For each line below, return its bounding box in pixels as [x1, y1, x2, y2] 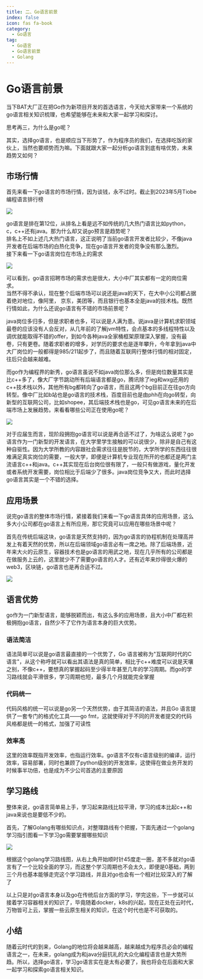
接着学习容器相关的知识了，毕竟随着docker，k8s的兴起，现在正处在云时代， [6, 898, 197, 906]
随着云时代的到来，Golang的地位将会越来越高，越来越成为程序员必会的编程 [6, 943, 193, 950]
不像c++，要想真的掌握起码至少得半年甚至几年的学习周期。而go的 [22, 666, 187, 673]
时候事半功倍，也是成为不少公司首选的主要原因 [6, 766, 123, 774]
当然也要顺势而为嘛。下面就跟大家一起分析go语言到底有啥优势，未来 [22, 144, 193, 151]
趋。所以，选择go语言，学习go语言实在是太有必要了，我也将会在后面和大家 [6, 958, 194, 965]
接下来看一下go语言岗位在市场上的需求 [6, 250, 103, 257]
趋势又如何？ [6, 151, 38, 159]
